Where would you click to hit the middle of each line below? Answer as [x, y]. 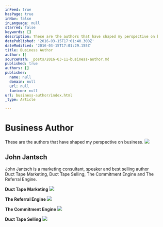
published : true [21, 64]
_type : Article [20, 100]
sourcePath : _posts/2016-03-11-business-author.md [57, 59]
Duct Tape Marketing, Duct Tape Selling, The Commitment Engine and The [80, 174]
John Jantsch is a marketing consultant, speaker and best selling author [77, 169]
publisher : [16, 73]
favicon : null [24, 91]
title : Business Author [29, 50]
